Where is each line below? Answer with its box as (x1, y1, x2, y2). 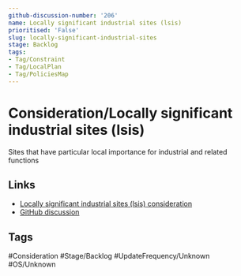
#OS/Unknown (8, 259, 57, 269)
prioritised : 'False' (8, 26, 80, 34)
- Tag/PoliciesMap (8, 70, 69, 78)
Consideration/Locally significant (8, 104, 233, 122)
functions (8, 155, 40, 165)
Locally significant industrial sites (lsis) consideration (19, 199, 192, 209)
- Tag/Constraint (8, 56, 66, 64)
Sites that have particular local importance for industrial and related (8, 147, 228, 156)
